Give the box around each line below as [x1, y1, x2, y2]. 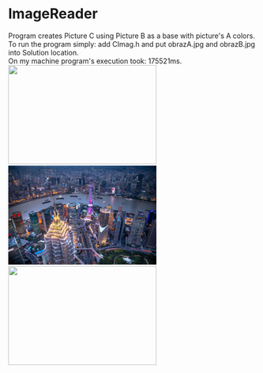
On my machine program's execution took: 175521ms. [8, 56, 182, 66]
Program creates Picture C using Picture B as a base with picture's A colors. [8, 31, 255, 40]
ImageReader [8, 5, 99, 23]
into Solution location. [8, 48, 79, 57]
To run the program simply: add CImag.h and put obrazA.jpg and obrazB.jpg [8, 39, 255, 48]
